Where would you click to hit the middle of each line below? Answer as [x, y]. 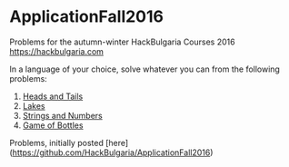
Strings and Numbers [62, 115]
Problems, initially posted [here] [69, 142]
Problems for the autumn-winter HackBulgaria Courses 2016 [122, 42]
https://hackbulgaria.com [57, 51]
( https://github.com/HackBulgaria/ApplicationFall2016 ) [111, 152]
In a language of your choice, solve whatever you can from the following [144, 69]
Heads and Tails [53, 96]
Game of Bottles [53, 125]
